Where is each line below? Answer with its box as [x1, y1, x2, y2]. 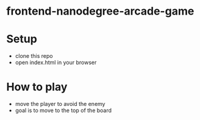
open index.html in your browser [15, 59, 97, 66]
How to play [6, 80, 68, 94]
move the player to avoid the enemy [15, 101, 105, 108]
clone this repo [15, 52, 53, 60]
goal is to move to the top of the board [15, 107, 112, 114]
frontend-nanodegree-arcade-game [6, 4, 195, 18]
